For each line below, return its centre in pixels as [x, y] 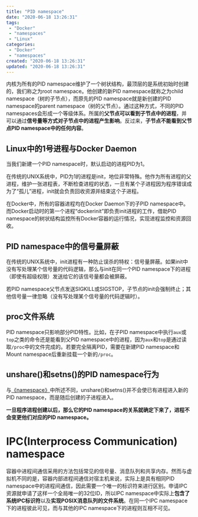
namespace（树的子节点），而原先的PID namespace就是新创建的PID [89, 99]
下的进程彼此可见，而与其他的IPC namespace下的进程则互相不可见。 [90, 508]
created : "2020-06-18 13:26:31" [46, 61]
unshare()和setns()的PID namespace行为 [83, 374]
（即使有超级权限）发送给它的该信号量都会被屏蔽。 [68, 276]
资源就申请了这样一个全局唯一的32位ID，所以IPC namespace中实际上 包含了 [98, 493]
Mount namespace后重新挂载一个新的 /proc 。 [61, 354]
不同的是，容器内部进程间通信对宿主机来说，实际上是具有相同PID [95, 478]
